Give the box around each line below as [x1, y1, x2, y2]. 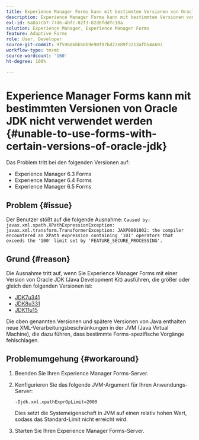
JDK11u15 [14, 307, 38, 314]
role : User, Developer [6, 36, 62, 42]
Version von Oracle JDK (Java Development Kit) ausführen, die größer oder [6, 276, 191, 283]
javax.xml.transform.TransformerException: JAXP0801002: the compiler [6, 228, 184, 234]
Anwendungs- [153, 381, 188, 388]
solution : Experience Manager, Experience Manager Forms [6, 25, 150, 31]
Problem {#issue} [6, 200, 72, 211]
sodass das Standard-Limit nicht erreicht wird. [14, 416, 129, 423]
